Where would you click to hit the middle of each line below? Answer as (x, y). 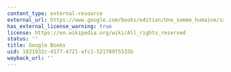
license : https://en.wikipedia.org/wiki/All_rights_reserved (97, 33)
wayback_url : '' (30, 58)
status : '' (23, 39)
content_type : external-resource (55, 13)
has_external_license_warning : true (59, 26)
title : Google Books (37, 45)
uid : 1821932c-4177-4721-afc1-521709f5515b (70, 52)
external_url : (27, 20)
